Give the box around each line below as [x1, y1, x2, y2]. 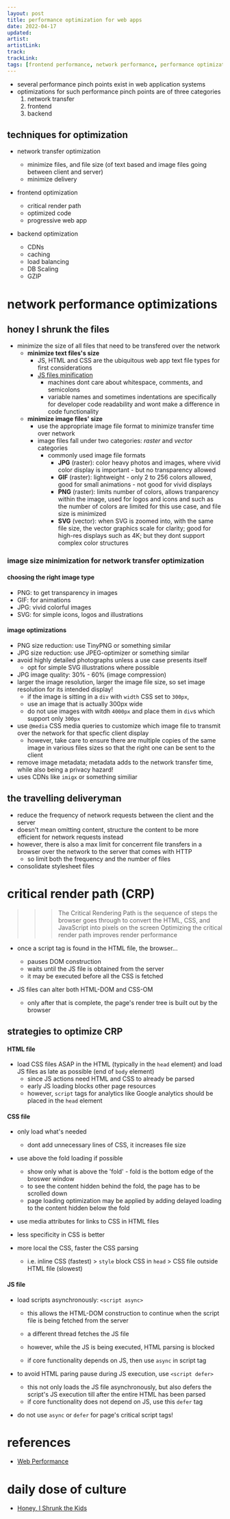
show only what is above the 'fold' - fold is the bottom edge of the [27, 1167, 214, 1175]
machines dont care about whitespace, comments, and [47, 379, 203, 387]
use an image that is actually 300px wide [27, 699, 143, 708]
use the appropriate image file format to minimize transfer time [37, 422, 214, 430]
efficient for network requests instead [16, 833, 124, 841]
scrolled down [27, 1189, 68, 1197]
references [7, 1434, 71, 1450]
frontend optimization [16, 188, 78, 196]
